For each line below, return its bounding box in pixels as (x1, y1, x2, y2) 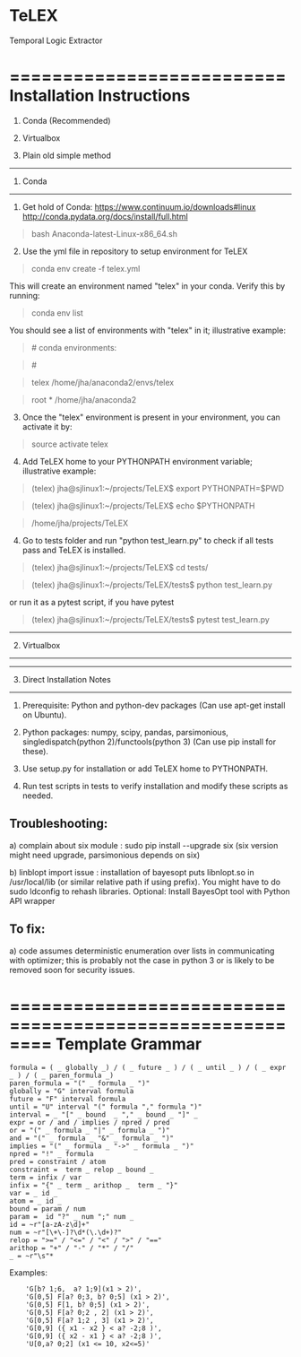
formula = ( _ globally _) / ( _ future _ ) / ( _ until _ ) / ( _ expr (9, 1064, 287, 1073)
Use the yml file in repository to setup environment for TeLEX (21, 246, 248, 257)
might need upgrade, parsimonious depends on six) (9, 849, 201, 860)
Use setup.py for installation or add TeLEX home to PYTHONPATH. (21, 763, 269, 774)
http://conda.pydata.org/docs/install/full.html (21, 211, 188, 222)
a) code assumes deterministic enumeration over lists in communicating (9, 945, 275, 956)
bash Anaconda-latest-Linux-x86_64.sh (30, 228, 177, 239)
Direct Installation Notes (21, 674, 112, 684)
